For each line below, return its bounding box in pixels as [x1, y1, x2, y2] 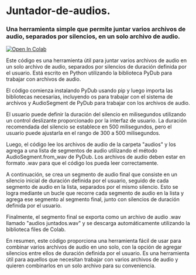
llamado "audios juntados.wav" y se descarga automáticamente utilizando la [6, 220, 190, 227]
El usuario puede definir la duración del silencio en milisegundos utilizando [6, 111, 186, 118]
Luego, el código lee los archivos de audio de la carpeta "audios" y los [6, 141, 177, 148]
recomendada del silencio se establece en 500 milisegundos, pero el [6, 123, 172, 130]
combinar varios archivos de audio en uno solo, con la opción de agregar [6, 243, 183, 250]
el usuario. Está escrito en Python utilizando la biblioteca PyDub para [6, 69, 173, 77]
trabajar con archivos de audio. [6, 76, 81, 83]
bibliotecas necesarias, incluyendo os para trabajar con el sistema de [6, 93, 173, 100]
